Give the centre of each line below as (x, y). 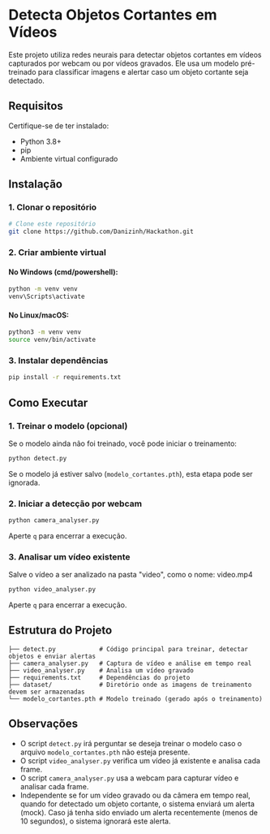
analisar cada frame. (54, 786)
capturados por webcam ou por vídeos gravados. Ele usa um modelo (124, 63)
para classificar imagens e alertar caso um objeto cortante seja (143, 71)
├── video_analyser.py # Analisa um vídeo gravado (101, 670)
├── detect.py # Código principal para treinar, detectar (129, 649)
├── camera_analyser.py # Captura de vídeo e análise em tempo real (130, 663)
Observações (43, 724)
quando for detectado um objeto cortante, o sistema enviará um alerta (137, 804)
